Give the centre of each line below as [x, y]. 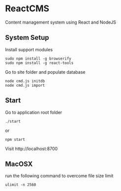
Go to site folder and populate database [45, 72]
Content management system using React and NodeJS [61, 22]
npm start [15, 139]
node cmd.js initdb [25, 81]
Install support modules [29, 49]
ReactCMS [27, 9]
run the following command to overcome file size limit [59, 176]
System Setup [27, 38]
